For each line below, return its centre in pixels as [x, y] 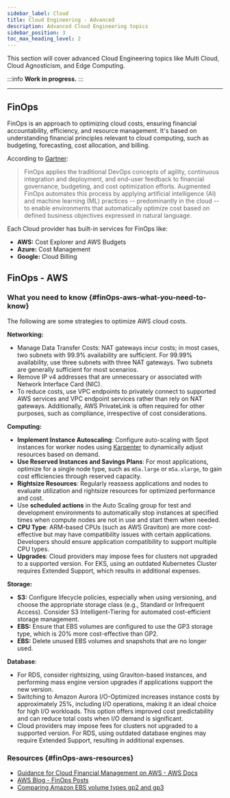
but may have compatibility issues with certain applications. [128, 534]
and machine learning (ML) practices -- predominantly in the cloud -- [122, 201]
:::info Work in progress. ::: [46, 79]
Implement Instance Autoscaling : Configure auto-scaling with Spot [113, 440]
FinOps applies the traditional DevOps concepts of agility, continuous [122, 171]
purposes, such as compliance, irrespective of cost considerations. [112, 413]
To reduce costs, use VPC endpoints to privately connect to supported [116, 391]
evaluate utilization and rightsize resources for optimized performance [116, 490]
